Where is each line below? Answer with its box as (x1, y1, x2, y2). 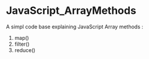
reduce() (14, 46, 36, 53)
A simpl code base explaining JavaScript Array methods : (6, 23, 144, 30)
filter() (14, 40, 30, 47)
